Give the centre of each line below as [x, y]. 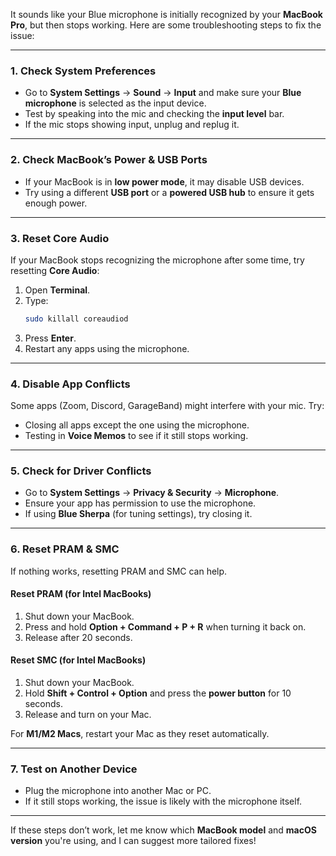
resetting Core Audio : [55, 270]
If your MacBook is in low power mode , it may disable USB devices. [164, 181]
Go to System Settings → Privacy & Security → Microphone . [152, 493]
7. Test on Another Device [74, 769]
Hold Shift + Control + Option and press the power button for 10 [158, 693]
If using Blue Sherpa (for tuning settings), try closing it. [138, 514]
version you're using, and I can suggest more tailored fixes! [133, 841]
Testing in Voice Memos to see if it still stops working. [136, 436]
